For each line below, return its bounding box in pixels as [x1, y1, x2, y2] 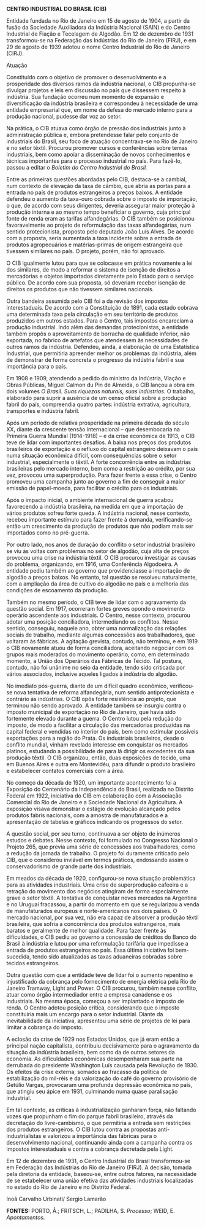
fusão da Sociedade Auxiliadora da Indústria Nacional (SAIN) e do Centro [6, 24, 191, 31]
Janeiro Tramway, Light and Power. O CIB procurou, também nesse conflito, [6, 984, 198, 992]
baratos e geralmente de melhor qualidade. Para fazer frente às [6, 927, 166, 934]
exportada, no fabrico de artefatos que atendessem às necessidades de [6, 337, 188, 343]
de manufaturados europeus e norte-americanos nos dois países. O [6, 908, 177, 914]
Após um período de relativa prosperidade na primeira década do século [6, 419, 190, 426]
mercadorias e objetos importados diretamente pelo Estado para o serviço [6, 273, 194, 280]
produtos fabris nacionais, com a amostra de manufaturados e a [6, 812, 168, 819]
